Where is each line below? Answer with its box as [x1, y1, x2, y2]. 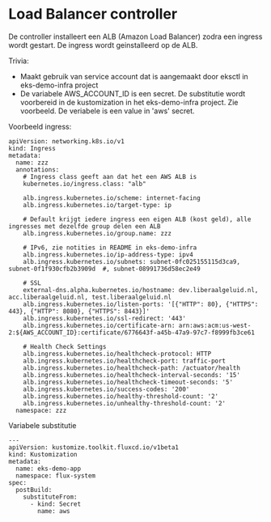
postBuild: [15, 486, 53, 494]
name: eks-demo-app [15, 465, 82, 473]
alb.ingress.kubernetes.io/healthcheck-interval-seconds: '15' [23, 371, 241, 379]
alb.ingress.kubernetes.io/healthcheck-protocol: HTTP [23, 350, 212, 358]
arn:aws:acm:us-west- [178, 321, 252, 329]
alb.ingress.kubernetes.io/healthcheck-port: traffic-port [23, 357, 227, 365]
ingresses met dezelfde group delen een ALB [8, 222, 161, 231]
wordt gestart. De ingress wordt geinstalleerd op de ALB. [8, 40, 198, 49]
